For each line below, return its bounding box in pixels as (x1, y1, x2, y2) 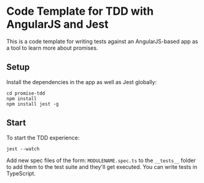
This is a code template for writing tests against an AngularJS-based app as (6, 37, 198, 45)
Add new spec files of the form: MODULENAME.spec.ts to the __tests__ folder (6, 157, 196, 164)
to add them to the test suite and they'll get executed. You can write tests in (6, 163, 198, 170)
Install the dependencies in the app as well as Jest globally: (6, 78, 157, 85)
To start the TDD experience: (6, 134, 80, 141)
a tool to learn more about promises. (6, 44, 98, 52)
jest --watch (6, 146, 40, 152)
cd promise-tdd (6, 90, 45, 96)
